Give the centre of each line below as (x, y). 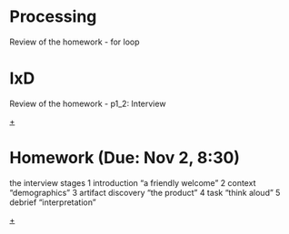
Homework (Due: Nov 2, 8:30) (125, 158)
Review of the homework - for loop (75, 42)
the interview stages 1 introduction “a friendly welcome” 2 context (133, 182)
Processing (53, 17)
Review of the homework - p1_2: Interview (88, 103)
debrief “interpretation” (53, 202)
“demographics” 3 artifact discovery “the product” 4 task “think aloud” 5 (145, 192)
